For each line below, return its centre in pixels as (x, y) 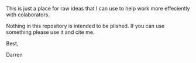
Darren (14, 55)
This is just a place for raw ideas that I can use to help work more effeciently (98, 8)
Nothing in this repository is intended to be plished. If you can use (85, 26)
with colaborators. (28, 15)
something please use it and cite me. (50, 32)
